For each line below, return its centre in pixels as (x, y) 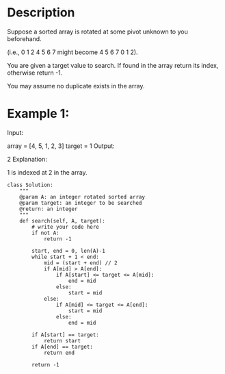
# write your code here (65, 227)
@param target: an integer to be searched (81, 203)
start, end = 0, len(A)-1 (69, 251)
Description (41, 13)
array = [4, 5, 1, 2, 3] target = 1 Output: (61, 146)
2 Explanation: (27, 159)
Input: (15, 132)
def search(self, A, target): (63, 221)
